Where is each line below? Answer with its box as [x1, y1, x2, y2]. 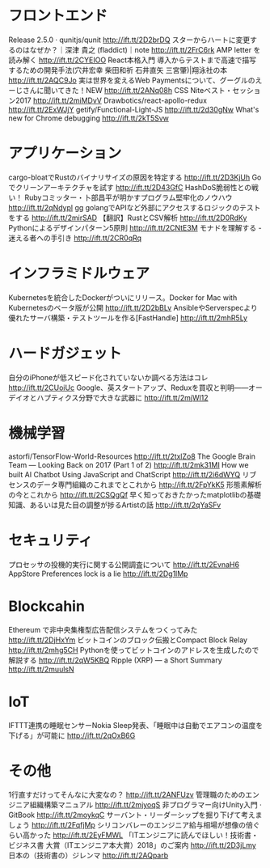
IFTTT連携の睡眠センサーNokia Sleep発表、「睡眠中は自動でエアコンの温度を [8, 720, 264, 730]
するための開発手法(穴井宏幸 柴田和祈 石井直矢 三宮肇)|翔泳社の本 [8, 65, 228, 74]
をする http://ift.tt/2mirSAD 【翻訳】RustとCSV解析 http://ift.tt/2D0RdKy [8, 213, 247, 222]
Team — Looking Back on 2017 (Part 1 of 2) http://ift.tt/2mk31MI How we [8, 459, 249, 469]
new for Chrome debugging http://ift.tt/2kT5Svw [8, 113, 170, 123]
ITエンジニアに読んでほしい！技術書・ [132, 830, 259, 840]
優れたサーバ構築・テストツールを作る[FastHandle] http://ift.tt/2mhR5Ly [8, 312, 248, 323]
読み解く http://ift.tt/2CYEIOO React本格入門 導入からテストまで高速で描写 [8, 55, 257, 65]
